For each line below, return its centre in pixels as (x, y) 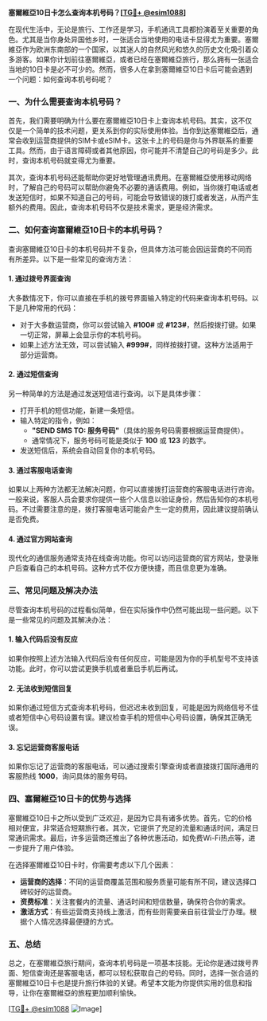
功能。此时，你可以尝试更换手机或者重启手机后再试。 (95, 668)
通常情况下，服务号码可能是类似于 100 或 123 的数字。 (121, 440)
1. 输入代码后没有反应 (43, 639)
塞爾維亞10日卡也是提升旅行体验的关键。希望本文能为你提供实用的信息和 (127, 983)
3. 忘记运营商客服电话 (44, 747)
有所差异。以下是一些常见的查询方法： (71, 259)
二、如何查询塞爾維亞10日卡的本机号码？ (86, 230)
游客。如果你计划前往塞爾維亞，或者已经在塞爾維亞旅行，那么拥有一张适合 (137, 59)
